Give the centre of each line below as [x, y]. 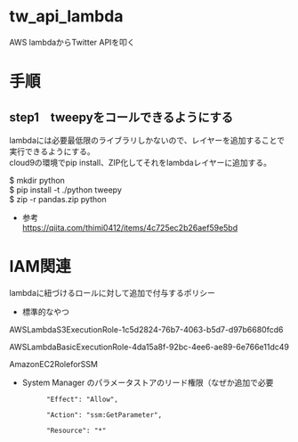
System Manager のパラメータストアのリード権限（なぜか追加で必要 [148, 382]
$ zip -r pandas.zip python [58, 199]
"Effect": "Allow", [82, 399]
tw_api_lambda [66, 16]
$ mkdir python [37, 180]
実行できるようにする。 [52, 151]
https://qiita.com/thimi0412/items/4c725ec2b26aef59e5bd [130, 227]
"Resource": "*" [76, 430]
